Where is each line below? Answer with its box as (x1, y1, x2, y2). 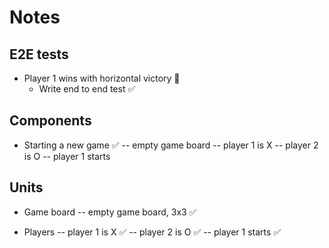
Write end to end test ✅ (38, 83, 136, 95)
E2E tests (9, 46, 69, 63)
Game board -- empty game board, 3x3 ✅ (23, 206, 197, 218)
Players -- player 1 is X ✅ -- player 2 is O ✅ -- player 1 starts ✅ (23, 226, 282, 238)
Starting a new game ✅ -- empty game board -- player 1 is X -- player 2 (23, 139, 319, 151)
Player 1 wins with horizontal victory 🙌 (23, 72, 181, 84)
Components (9, 112, 92, 130)
